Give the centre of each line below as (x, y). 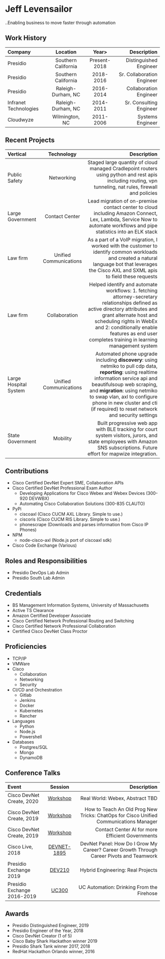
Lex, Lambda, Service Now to (124, 219)
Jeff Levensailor (39, 9)
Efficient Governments (132, 835)
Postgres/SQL (34, 747)
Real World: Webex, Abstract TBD (119, 798)
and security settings (133, 415)
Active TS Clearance (33, 610)
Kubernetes (31, 711)
